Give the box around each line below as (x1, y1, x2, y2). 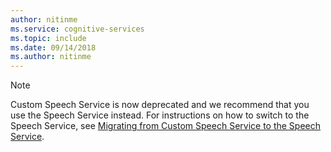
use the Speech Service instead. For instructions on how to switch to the (10, 109, 310, 121)
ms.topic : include (10, 33, 87, 43)
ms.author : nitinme (10, 52, 92, 62)
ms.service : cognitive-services (10, 24, 145, 34)
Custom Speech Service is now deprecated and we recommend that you (10, 99, 310, 111)
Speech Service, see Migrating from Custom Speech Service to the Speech (10, 120, 322, 132)
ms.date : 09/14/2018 (10, 42, 97, 53)
